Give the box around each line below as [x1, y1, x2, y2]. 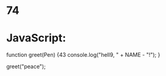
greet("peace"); [6, 63, 46, 70]
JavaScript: [6, 31, 67, 45]
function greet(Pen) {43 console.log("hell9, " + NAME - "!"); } [6, 51, 161, 59]
